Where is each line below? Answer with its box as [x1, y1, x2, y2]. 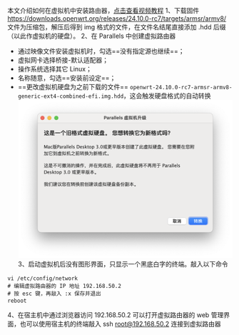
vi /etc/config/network [7, 275, 78, 282]
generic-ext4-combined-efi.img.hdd [17, 93, 124, 100]
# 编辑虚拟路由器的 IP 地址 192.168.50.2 [7, 283, 121, 290]
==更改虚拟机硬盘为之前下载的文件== [17, 83, 128, 91]
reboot [7, 297, 27, 305]
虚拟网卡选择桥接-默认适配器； [17, 56, 109, 64]
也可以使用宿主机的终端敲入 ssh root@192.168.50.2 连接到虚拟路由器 [19, 320, 221, 329]
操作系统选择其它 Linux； [17, 65, 93, 73]
